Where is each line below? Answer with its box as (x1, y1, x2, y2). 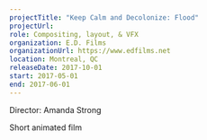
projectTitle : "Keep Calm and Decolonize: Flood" (9, 13, 200, 22)
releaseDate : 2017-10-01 (9, 64, 103, 73)
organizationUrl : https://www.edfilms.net (9, 47, 171, 56)
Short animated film (9, 122, 83, 133)
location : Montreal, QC (9, 55, 99, 64)
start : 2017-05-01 (9, 72, 78, 81)
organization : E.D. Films (9, 38, 106, 48)
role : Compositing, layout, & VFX (9, 30, 139, 39)
